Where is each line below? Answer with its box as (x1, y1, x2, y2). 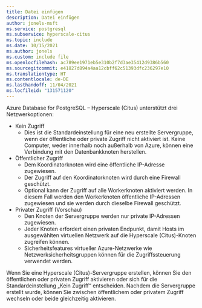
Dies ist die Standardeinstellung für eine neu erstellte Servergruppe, (24, 128, 194, 136)
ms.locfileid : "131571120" (6, 88, 74, 94)
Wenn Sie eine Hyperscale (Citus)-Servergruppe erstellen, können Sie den (6, 269, 192, 276)
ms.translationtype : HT (6, 71, 67, 77)
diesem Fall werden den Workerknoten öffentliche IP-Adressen (24, 193, 181, 200)
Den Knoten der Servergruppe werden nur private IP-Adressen (24, 212, 180, 220)
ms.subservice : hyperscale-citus (6, 31, 91, 38)
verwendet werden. (24, 257, 73, 264)
